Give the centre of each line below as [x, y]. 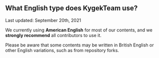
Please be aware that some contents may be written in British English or [80, 45]
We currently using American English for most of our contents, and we [79, 30]
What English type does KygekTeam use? [71, 8]
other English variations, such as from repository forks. [62, 50]
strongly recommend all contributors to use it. [53, 35]
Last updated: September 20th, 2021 [43, 20]
